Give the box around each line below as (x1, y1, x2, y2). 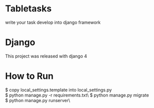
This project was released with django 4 (5, 53, 87, 59)
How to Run (5, 70, 54, 82)
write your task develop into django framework (5, 19, 101, 25)
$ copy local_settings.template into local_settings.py (5, 87, 112, 93)
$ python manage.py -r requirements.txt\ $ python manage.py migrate (5, 92, 149, 98)
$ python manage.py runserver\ (5, 97, 71, 103)
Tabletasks (5, 3, 52, 14)
